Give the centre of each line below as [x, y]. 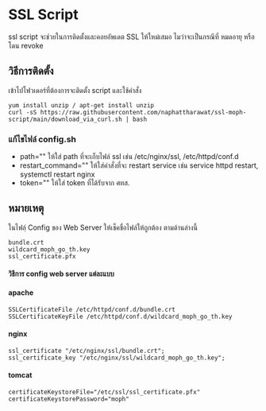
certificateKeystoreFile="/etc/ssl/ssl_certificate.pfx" [104, 392]
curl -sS [23, 112]
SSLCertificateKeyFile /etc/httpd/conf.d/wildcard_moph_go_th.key [120, 316]
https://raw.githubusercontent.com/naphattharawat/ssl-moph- [143, 112]
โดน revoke [26, 45]
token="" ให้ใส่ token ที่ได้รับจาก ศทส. [75, 183]
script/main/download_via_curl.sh [66, 119]
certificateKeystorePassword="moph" [69, 399]
